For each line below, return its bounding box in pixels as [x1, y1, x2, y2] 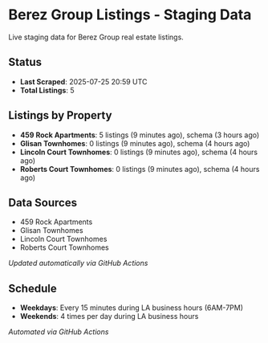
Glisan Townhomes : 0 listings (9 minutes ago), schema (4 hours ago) [19, 138, 250, 148]
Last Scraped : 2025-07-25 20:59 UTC [19, 76, 148, 86]
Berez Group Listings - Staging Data [8, 6, 252, 24]
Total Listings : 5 [19, 85, 75, 95]
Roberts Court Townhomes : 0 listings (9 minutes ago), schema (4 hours [19, 164, 260, 174]
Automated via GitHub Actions [8, 327, 109, 337]
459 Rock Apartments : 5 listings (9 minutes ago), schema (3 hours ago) [19, 130, 260, 140]
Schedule [8, 281, 58, 295]
